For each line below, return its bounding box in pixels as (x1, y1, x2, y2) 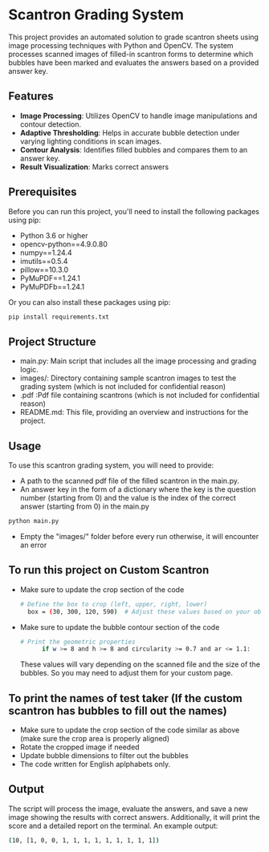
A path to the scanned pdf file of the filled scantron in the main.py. (19, 476, 239, 486)
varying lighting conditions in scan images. (19, 136, 162, 146)
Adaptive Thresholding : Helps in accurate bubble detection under (19, 128, 240, 137)
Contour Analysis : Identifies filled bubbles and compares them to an (19, 144, 248, 154)
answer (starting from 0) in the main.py (19, 501, 150, 511)
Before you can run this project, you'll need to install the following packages (8, 206, 259, 216)
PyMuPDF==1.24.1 (19, 273, 80, 282)
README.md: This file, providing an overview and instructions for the (19, 408, 249, 417)
